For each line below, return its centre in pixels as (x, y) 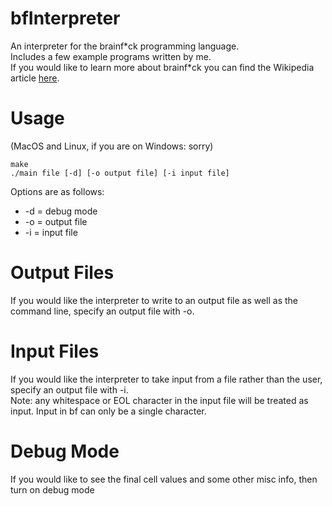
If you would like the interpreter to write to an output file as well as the (154, 300)
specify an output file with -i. (69, 389)
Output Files (62, 273)
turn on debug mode (52, 489)
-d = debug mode (61, 211)
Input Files (55, 351)
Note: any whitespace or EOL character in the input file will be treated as (159, 400)
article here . (35, 78)
